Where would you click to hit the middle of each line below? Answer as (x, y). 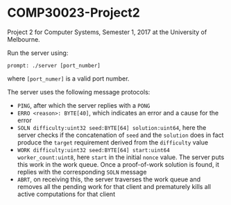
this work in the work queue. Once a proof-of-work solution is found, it (118, 164)
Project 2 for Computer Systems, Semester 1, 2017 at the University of (107, 32)
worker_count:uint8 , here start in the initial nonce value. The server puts (121, 157)
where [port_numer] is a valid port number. (68, 79)
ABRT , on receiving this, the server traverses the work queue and (109, 179)
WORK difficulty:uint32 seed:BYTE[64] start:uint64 (93, 150)
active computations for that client (66, 194)
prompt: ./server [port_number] (54, 65)
